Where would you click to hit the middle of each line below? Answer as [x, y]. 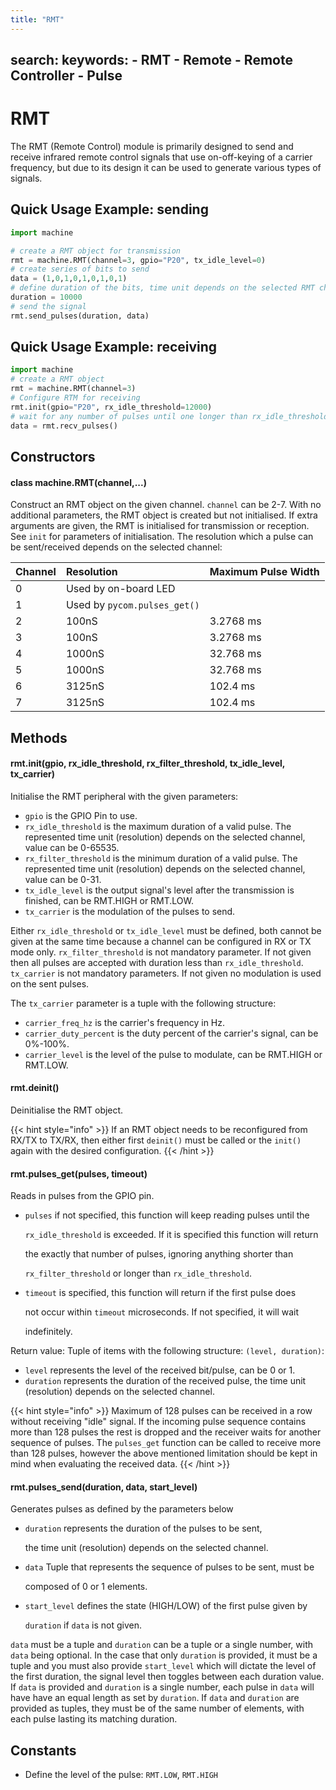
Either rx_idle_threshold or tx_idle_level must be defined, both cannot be [166, 930]
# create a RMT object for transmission [96, 251]
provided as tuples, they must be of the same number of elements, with [157, 1708]
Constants [43, 1750]
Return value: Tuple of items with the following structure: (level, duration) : [167, 1351]
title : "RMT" [37, 19]
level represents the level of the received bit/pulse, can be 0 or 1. [160, 1370]
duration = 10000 [46, 297]
